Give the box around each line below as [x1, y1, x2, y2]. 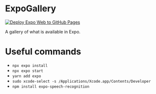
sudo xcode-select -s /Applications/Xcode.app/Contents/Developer [12, 79, 151, 84]
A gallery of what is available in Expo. [5, 29, 81, 34]
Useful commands [5, 46, 81, 57]
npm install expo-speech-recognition [12, 84, 90, 89]
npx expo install [12, 63, 48, 68]
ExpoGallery [5, 3, 56, 14]
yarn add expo [12, 73, 41, 79]
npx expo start [12, 68, 44, 73]
